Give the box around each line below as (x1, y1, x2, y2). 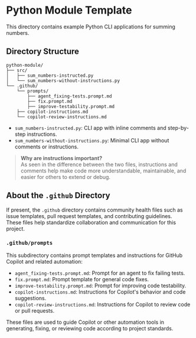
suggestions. (14, 294, 47, 301)
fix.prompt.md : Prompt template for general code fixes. (14, 275, 149, 282)
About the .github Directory (6, 190, 110, 201)
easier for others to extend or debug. (20, 173, 111, 180)
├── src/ (6, 67, 28, 73)
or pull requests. (14, 307, 55, 314)
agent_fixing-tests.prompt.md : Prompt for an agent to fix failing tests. (14, 269, 185, 277)
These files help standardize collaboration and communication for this (6, 219, 176, 226)
